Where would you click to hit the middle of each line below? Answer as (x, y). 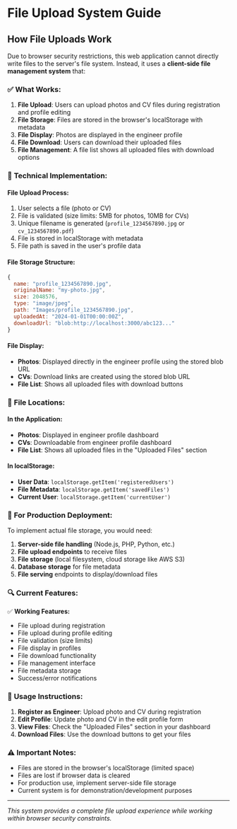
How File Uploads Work (60, 39)
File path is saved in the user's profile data (79, 246)
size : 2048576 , (36, 297)
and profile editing (44, 112)
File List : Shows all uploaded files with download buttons (100, 384)
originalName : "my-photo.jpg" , (60, 290)
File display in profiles (49, 648)
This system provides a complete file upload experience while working (110, 811)
